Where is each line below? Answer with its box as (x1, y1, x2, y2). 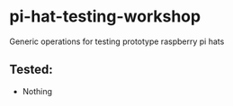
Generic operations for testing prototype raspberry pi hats (9, 36, 225, 47)
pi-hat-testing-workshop (9, 6, 201, 27)
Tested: (9, 62, 53, 77)
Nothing (22, 85, 52, 96)
